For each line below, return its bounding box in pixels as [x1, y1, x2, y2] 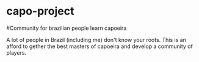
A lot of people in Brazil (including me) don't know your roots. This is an [6, 36, 186, 43]
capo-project [6, 4, 74, 18]
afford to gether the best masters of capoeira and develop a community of [6, 43, 194, 50]
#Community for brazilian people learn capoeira [6, 24, 127, 32]
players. [6, 49, 27, 56]
